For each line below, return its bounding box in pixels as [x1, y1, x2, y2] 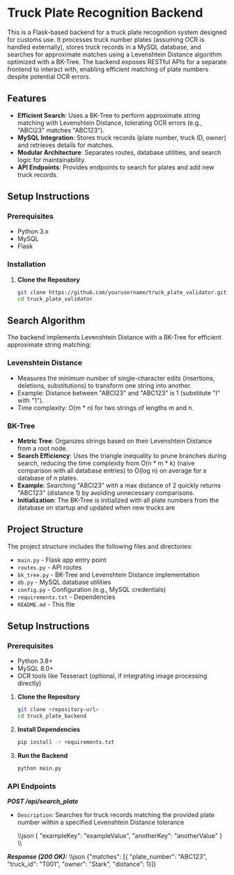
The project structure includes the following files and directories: [7, 542, 193, 550]
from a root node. [17, 444, 68, 452]
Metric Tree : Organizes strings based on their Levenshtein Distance [17, 436, 212, 445]
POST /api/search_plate [7, 797, 79, 806]
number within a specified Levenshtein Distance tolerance [17, 818, 185, 827]
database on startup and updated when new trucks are [17, 503, 175, 512]
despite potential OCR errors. [7, 72, 91, 81]
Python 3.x [17, 227, 49, 236]
